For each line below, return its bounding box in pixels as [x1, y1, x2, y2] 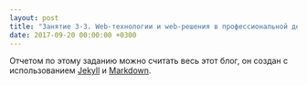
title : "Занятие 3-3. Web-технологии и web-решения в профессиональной [9, 22, 288, 31]
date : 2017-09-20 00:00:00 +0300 [9, 30, 137, 39]
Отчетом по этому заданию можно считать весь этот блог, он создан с [9, 56, 289, 67]
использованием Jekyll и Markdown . [9, 65, 152, 76]
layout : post [9, 13, 59, 23]
